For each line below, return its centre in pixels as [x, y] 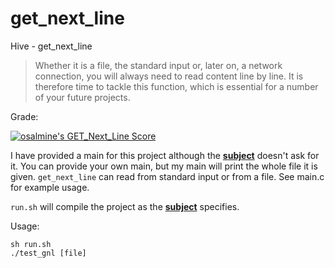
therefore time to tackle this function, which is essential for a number [176, 86]
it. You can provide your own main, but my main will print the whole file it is [164, 166]
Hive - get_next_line [51, 46]
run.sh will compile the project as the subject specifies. [125, 206]
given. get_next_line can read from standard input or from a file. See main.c [167, 176]
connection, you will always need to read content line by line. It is [169, 76]
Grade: [24, 116]
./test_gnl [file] [48, 253]
